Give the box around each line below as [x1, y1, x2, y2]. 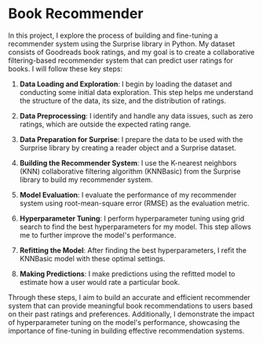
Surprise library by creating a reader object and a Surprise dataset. [19, 143, 237, 152]
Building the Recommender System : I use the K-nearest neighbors [19, 158, 237, 167]
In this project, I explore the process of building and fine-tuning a [8, 31, 218, 40]
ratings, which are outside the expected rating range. [19, 119, 192, 129]
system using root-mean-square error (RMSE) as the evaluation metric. [19, 198, 250, 208]
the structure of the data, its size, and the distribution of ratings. [19, 96, 226, 105]
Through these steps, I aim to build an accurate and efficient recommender [8, 292, 251, 302]
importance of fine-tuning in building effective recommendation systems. [8, 326, 245, 335]
